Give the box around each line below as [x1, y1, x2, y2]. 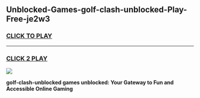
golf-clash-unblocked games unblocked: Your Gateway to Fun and [6, 78, 174, 86]
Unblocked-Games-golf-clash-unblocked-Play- [6, 5, 187, 15]
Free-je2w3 [6, 14, 51, 24]
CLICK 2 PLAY [6, 54, 48, 62]
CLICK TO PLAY [6, 32, 52, 40]
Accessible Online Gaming [6, 85, 73, 92]
